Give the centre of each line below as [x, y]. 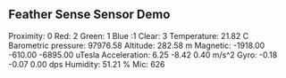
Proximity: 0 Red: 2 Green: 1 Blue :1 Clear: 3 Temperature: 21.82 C [129, 35]
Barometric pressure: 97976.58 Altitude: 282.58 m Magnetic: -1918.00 [137, 45]
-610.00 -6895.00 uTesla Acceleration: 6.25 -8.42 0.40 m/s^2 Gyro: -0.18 [143, 55]
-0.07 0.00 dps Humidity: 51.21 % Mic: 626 [87, 64]
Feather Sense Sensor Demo [89, 15]
